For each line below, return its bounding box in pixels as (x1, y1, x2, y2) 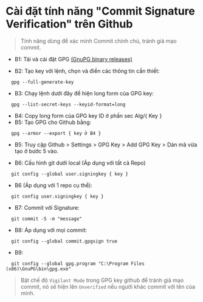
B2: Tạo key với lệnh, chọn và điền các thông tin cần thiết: (14, 67, 160, 74)
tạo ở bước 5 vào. (14, 147, 59, 154)
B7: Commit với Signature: (14, 204, 80, 211)
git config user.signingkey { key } (11, 193, 104, 199)
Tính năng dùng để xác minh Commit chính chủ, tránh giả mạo (20, 37, 177, 44)
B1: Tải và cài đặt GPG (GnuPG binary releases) (14, 55, 133, 63)
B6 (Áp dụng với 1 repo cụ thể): (14, 181, 92, 189)
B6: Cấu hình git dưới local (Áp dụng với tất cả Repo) (14, 159, 146, 166)
